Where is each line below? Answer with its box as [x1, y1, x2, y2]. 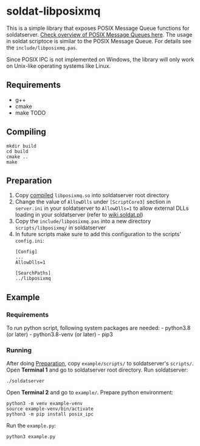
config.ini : [15, 237, 44, 245]
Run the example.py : [6, 422, 57, 430]
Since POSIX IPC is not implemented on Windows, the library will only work [6, 56, 195, 63]
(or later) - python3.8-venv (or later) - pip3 [6, 331, 114, 338]
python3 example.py [6, 434, 56, 440]
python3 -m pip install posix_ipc [6, 411, 94, 417]
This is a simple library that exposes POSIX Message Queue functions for [6, 24, 190, 32]
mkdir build [6, 143, 36, 149]
